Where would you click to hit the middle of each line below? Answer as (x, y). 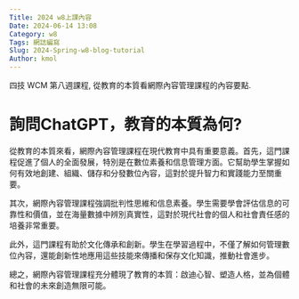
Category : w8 (33, 34)
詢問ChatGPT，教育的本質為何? (126, 125)
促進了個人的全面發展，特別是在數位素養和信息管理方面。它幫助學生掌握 (149, 162)
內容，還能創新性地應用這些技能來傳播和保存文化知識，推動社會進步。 (145, 255)
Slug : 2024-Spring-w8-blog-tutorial (77, 51)
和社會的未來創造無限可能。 (60, 285)
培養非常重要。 (36, 225)
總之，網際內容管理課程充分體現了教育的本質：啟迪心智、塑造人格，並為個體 (149, 274)
